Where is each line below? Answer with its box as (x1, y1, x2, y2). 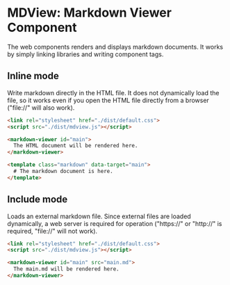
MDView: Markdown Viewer (7, 5, 172, 21)
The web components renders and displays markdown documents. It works (7, 42, 224, 51)
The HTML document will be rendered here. (13, 142, 138, 149)
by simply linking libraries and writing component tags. (7, 50, 164, 58)
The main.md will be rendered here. (13, 266, 120, 272)
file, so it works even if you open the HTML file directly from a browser (7, 96, 210, 104)
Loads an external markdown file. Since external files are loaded (7, 212, 191, 220)
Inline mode (7, 70, 59, 82)
